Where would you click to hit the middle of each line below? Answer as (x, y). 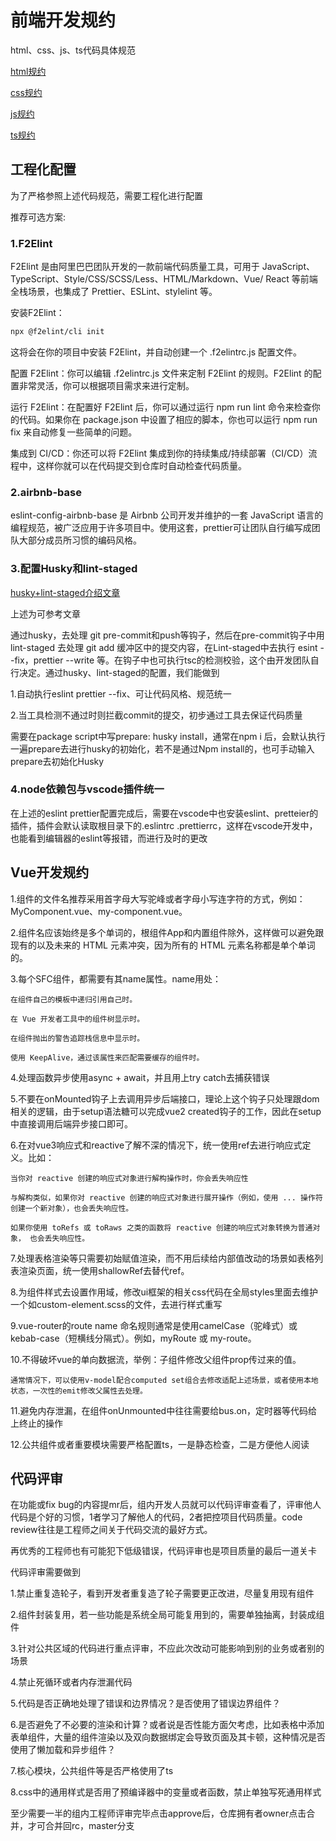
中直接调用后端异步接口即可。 (71, 1123)
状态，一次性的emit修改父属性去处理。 (79, 1391)
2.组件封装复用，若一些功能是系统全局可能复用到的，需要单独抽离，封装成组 (167, 1615)
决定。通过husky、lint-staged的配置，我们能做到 (119, 672)
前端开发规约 (63, 20)
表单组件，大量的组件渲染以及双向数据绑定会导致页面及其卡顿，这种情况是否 (168, 1737)
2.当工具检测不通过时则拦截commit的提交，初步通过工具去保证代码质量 (156, 715)
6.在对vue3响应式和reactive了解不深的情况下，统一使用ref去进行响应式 (156, 1145)
